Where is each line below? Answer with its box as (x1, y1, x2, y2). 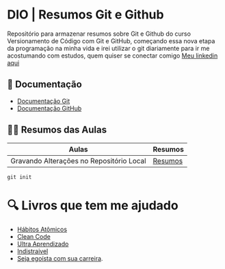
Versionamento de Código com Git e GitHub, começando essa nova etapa (7, 36, 215, 45)
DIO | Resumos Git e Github (7, 7, 164, 23)
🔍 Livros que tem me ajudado (7, 198, 179, 213)
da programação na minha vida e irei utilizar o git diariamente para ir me (7, 44, 210, 52)
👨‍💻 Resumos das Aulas (7, 124, 107, 136)
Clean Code (16, 232, 51, 240)
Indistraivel (16, 247, 49, 255)
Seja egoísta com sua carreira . (16, 254, 103, 262)
